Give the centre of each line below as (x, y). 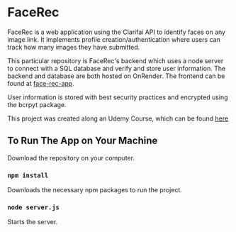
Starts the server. (33, 222)
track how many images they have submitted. (74, 47)
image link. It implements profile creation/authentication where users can (114, 39)
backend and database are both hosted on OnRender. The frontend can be (116, 76)
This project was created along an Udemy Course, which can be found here (118, 118)
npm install (28, 175)
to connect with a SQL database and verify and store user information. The (117, 68)
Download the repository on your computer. (71, 158)
